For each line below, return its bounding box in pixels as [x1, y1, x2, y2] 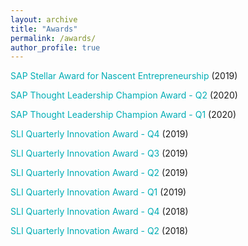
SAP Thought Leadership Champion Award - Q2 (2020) [10, 89, 238, 101]
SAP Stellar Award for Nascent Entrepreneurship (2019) [10, 70, 238, 82]
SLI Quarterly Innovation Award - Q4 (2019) [10, 128, 189, 140]
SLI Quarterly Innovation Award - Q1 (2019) [10, 186, 187, 198]
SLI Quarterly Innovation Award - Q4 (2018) [10, 206, 189, 218]
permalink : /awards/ [10, 33, 97, 43]
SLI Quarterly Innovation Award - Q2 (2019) [10, 167, 189, 179]
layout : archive [10, 14, 78, 25]
